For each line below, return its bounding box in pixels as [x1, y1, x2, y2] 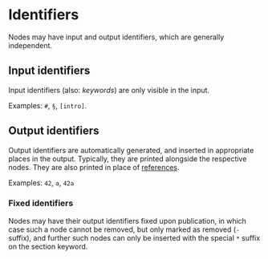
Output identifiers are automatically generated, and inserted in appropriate [8, 145, 254, 155]
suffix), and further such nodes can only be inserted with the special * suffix [8, 233, 261, 242]
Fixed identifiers [8, 198, 74, 209]
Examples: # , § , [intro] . [8, 100, 87, 110]
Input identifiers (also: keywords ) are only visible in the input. [8, 85, 210, 95]
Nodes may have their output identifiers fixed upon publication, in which [8, 216, 247, 225]
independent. [8, 40, 53, 50]
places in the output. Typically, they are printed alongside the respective [8, 154, 247, 164]
